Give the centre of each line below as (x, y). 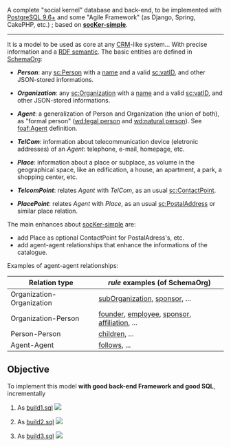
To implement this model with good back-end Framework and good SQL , (111, 386)
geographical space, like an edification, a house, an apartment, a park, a (119, 169)
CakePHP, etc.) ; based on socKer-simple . (68, 24)
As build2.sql (35, 422)
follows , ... (115, 345)
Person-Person (36, 334)
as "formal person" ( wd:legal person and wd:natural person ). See (109, 121)
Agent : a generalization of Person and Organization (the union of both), (118, 114)
